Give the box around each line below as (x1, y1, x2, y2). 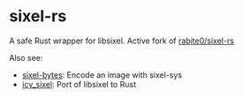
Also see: (9, 52, 43, 63)
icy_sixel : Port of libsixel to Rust (21, 79, 137, 89)
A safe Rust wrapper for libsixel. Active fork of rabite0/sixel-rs (9, 35, 234, 46)
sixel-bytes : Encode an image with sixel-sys (21, 69, 183, 80)
